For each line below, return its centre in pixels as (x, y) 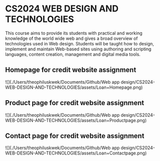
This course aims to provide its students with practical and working (74, 33)
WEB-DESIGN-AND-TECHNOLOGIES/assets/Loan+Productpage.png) (76, 120)
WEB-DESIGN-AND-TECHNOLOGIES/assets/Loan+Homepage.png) (74, 87)
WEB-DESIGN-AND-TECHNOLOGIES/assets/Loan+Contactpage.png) (76, 153)
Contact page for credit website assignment (75, 136)
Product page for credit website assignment (75, 103)
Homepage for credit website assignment (71, 70)
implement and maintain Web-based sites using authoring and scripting (78, 49)
